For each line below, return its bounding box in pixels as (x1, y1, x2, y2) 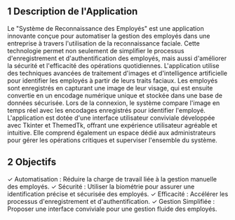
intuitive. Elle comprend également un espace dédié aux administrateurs (7, 128, 216, 137)
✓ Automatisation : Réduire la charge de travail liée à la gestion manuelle (7, 174, 217, 183)
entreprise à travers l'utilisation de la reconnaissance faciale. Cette (7, 39, 200, 48)
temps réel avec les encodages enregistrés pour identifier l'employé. (7, 106, 206, 114)
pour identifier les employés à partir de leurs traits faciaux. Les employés (7, 76, 218, 85)
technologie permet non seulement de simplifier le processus (7, 46, 184, 55)
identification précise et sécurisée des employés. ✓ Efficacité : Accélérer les (7, 189, 229, 198)
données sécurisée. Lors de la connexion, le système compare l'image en (7, 98, 220, 107)
